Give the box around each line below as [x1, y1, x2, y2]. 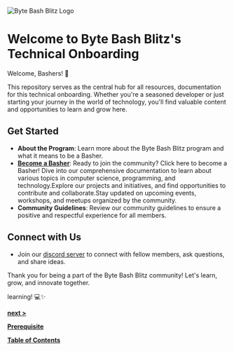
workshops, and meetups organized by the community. [17, 196, 177, 205]
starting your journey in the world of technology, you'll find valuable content [7, 97, 226, 106]
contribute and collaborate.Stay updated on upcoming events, [17, 188, 197, 197]
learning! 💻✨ [7, 292, 46, 301]
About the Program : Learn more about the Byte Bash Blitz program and [17, 144, 224, 152]
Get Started [7, 125, 59, 137]
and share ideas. [17, 257, 66, 266]
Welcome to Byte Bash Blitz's [7, 32, 181, 47]
